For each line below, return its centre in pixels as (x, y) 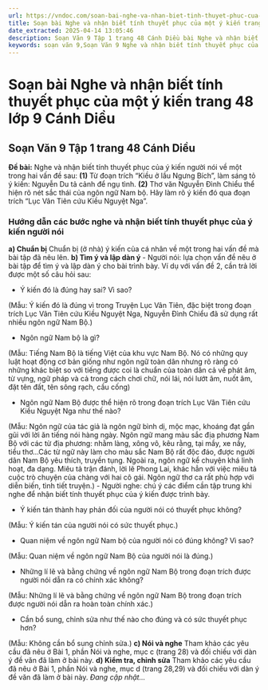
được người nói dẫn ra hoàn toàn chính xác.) (81, 604)
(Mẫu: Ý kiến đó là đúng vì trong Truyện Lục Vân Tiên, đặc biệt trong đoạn (130, 306)
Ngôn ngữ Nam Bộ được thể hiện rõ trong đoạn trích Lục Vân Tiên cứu (135, 403)
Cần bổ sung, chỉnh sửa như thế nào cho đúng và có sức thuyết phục (133, 620)
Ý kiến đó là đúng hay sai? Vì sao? (76, 290)
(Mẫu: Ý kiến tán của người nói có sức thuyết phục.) (93, 525)
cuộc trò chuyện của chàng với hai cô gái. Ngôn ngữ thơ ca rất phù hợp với (131, 477)
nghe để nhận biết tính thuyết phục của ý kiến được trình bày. (109, 495)
